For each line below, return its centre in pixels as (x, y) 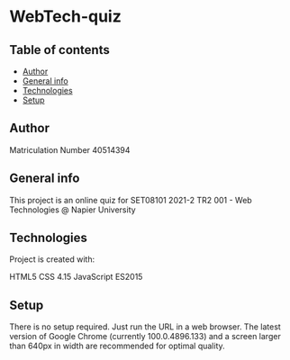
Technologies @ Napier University (73, 210)
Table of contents (59, 50)
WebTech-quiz (65, 17)
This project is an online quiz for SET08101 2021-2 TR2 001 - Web (131, 200)
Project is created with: (52, 259)
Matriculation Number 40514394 (70, 149)
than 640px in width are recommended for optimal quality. (117, 346)
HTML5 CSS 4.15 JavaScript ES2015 (76, 277)
